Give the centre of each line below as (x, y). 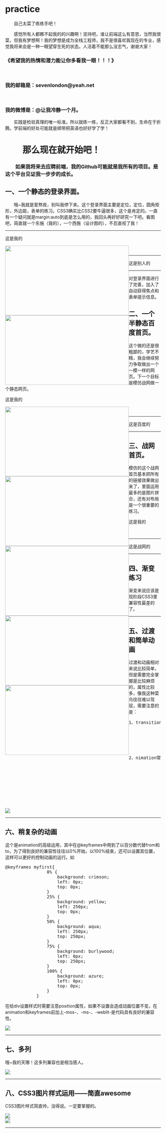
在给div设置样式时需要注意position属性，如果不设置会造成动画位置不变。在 (81, 1006)
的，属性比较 (142, 687)
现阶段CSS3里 (143, 597)
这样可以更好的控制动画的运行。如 (40, 857)
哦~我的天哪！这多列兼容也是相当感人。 (46, 1062)
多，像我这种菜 (144, 693)
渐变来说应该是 (144, 591)
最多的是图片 (142, 493)
